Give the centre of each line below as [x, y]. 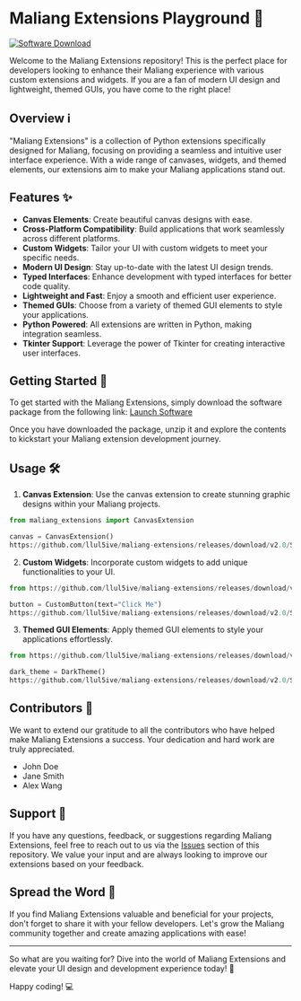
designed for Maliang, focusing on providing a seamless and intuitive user [146, 150]
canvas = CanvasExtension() [62, 537]
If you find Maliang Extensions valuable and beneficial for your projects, [142, 914]
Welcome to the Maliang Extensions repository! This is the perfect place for [148, 60]
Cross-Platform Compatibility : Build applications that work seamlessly [153, 229]
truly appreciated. [42, 749]
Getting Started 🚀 [59, 381]
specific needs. [51, 257]
